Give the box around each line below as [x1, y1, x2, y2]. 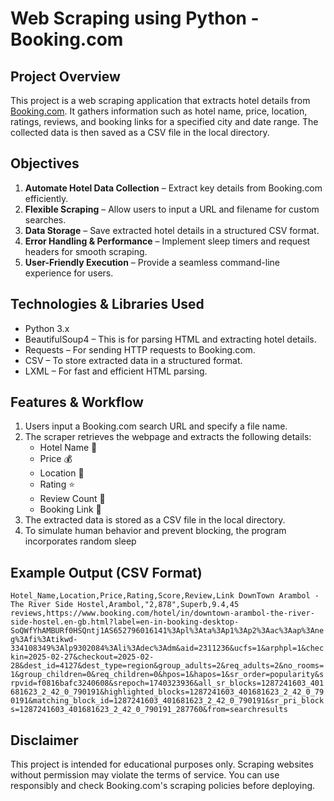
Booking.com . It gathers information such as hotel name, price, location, [10, 105, 308, 117]
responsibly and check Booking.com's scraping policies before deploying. [10, 780, 316, 792]
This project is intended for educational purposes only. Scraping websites [10, 758, 314, 771]
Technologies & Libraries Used [10, 296, 205, 313]
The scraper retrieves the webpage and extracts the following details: [24, 431, 312, 443]
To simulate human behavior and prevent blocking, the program [24, 525, 287, 537]
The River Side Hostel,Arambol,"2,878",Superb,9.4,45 [10, 600, 240, 610]
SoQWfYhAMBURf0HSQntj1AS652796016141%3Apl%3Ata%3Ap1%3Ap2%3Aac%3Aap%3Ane [10, 626, 325, 636]
